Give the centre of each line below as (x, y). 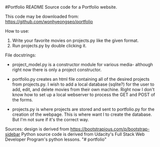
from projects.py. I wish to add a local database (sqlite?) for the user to (83, 84)
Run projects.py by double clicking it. (49, 46)
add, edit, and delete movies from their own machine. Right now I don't (83, 89)
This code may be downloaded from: (42, 16)
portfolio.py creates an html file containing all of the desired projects (81, 79)
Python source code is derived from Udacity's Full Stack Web (83, 134)
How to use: (17, 31)
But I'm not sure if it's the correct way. (50, 119)
